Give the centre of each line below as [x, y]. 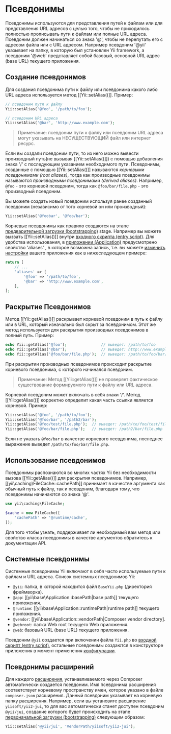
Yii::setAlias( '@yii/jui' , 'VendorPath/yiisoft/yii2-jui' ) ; [70, 727]
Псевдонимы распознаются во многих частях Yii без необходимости [81, 472]
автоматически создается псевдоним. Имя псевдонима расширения [81, 684]
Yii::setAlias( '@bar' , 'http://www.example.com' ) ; [60, 123]
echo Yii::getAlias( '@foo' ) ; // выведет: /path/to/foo [81, 345]
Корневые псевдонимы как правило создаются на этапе [67, 226]
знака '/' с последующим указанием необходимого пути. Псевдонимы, [83, 164]
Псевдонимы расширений [50, 667]
